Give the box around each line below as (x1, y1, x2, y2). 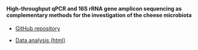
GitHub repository (15, 25, 61, 32)
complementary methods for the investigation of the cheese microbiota (6, 11, 192, 18)
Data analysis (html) (15, 37, 66, 44)
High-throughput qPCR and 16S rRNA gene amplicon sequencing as (6, 5, 182, 12)
